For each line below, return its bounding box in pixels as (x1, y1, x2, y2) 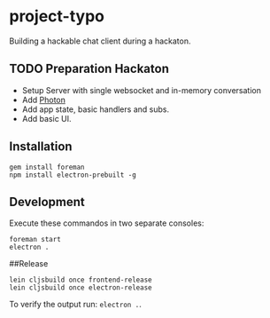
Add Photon (21, 94, 66, 105)
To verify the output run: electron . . (9, 299, 142, 310)
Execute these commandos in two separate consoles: (9, 218, 204, 228)
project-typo (9, 6, 104, 27)
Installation (9, 139, 73, 155)
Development (9, 194, 86, 210)
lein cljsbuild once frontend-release (9, 275, 152, 285)
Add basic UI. (21, 113, 73, 123)
